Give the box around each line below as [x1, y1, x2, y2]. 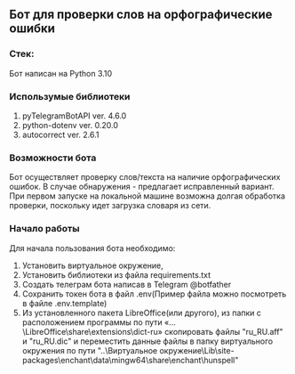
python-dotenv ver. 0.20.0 [21, 119, 118, 130]
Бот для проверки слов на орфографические [9, 7, 273, 22]
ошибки [9, 21, 56, 37]
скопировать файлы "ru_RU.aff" [163, 326, 283, 337]
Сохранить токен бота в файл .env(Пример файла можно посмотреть [21, 289, 287, 299]
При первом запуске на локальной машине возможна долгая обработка [9, 191, 286, 201]
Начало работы [9, 223, 80, 235]
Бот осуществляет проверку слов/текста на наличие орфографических [9, 172, 281, 183]
